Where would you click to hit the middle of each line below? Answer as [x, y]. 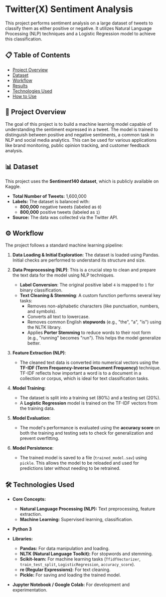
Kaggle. [13, 187]
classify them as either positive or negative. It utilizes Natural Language [79, 28]
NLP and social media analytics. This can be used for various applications [81, 140]
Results [20, 85]
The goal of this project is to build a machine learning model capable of [78, 124]
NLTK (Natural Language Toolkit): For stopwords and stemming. [86, 554]
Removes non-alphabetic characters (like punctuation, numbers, [93, 306]
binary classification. [41, 290]
